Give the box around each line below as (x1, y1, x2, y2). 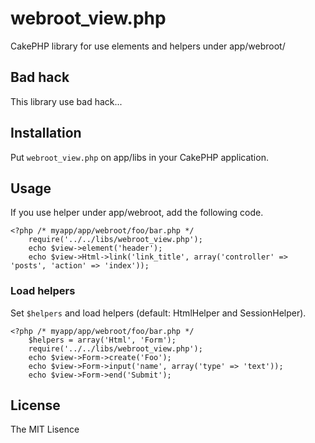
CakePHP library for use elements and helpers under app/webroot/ (10, 40, 286, 52)
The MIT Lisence (10, 423, 80, 436)
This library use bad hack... (10, 95, 123, 107)
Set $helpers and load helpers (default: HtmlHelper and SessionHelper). (10, 307, 307, 319)
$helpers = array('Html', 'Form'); (28, 335, 177, 345)
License (10, 397, 61, 414)
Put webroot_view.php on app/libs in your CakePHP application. (10, 151, 269, 163)
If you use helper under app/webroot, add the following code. (10, 207, 264, 219)
